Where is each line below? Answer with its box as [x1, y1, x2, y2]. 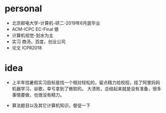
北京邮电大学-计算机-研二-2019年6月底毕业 [11, 20, 100, 26]
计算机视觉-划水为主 [11, 32, 54, 38]
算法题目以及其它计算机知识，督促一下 [11, 102, 90, 108]
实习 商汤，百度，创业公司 [11, 38, 66, 45]
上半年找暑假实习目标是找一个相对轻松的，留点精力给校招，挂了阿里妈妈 [11, 79, 160, 85]
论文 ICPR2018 [11, 45, 42, 51]
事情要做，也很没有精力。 [11, 92, 65, 98]
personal [4, 3, 42, 14]
